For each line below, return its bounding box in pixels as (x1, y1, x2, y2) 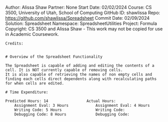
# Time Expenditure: (5, 90, 49, 95)
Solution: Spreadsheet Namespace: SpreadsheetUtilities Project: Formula (5, 20, 157, 26)
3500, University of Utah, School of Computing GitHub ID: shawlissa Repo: (5, 10, 160, 16)
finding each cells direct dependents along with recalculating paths (5, 76, 157, 82)
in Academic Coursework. (5, 31, 59, 37)
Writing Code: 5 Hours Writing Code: (14, 107, 125, 112)
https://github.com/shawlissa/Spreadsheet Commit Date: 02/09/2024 (5, 15, 150, 21)
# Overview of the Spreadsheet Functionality (5, 54, 102, 59)
